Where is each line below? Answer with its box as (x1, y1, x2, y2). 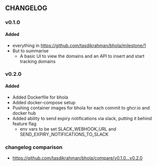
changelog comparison (5, 144, 63, 151)
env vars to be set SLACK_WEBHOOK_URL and (19, 126, 116, 132)
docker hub (12, 110, 36, 116)
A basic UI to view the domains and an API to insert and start (19, 53, 145, 59)
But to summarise (12, 47, 49, 54)
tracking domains (19, 58, 56, 64)
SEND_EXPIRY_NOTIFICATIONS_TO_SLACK (19, 131, 109, 137)
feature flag (12, 121, 36, 127)
